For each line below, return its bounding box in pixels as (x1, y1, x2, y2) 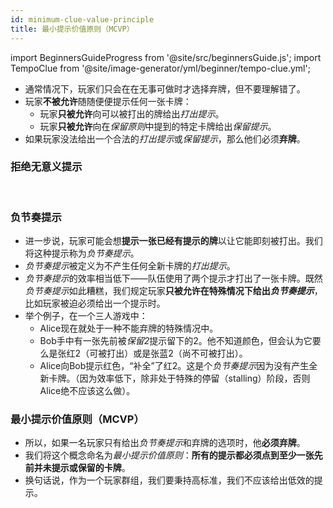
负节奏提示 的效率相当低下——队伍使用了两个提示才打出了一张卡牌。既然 (24, 272, 323, 285)
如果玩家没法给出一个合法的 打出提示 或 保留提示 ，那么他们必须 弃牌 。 (24, 132, 306, 145)
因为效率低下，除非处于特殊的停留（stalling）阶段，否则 (79, 372, 311, 385)
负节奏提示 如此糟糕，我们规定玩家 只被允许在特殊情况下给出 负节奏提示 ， (24, 285, 323, 297)
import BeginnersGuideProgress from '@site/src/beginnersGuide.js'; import (10, 51, 322, 63)
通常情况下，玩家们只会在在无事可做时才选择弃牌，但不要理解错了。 (24, 82, 306, 95)
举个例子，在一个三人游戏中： (24, 310, 148, 322)
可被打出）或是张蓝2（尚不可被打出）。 (89, 347, 248, 360)
